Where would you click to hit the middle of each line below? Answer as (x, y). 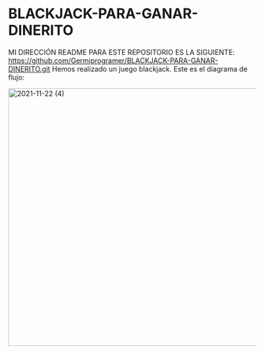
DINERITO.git (29, 68)
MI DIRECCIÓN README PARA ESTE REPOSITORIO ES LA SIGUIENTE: (121, 52)
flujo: (17, 77)
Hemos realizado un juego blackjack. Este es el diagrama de (150, 68)
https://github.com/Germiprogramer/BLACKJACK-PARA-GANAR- (113, 61)
